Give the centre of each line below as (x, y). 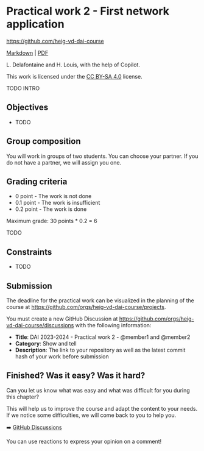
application (36, 24)
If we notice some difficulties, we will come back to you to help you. (91, 415)
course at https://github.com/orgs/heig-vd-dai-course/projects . (86, 307)
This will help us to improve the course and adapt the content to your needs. (102, 408)
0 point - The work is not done (53, 196)
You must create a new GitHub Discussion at (62, 319)
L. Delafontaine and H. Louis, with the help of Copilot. (73, 65)
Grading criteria (37, 181)
